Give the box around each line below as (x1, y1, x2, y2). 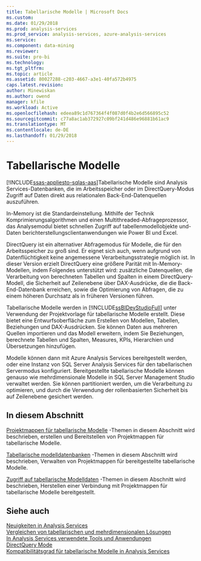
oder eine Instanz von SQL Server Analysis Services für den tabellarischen (6, 361, 193, 368)
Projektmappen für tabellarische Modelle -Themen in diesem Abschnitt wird (6, 426, 195, 433)
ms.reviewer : (6, 48, 39, 54)
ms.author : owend (6, 93, 50, 99)
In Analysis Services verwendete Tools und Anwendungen (6, 535, 151, 542)
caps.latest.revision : (6, 82, 64, 88)
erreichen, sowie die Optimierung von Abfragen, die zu (47, 286, 183, 293)
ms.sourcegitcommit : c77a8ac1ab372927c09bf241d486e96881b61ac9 (6, 116, 170, 122)
